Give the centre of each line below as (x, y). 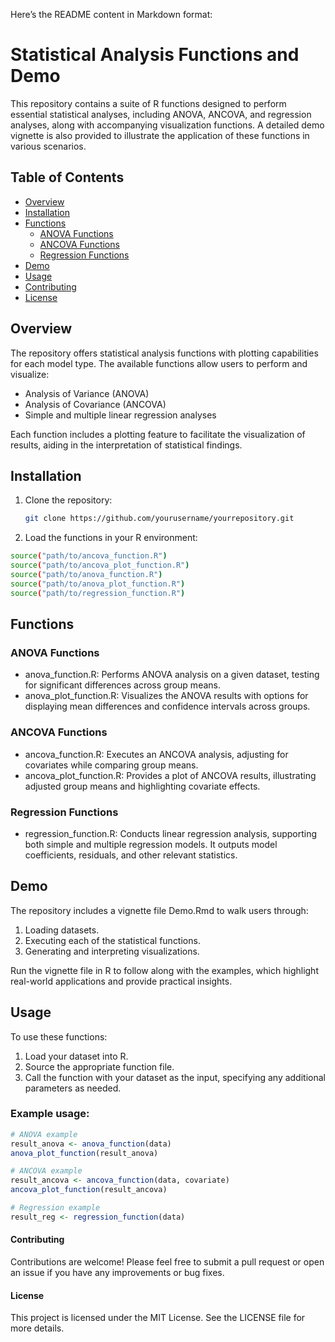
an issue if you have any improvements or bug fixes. (117, 1273)
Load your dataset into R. (76, 1056)
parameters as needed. (73, 1088)
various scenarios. (48, 146)
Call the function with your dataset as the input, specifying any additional (175, 1077)
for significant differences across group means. (122, 685)
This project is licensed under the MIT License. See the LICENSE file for (158, 1318)
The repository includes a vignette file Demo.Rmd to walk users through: (159, 910)
